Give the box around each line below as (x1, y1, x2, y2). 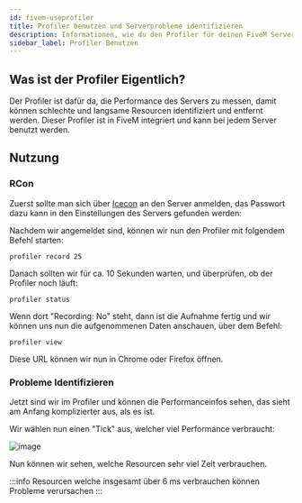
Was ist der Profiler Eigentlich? (9, 71, 186, 87)
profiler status (9, 295, 70, 304)
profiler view (9, 337, 63, 347)
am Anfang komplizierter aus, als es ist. (9, 407, 155, 417)
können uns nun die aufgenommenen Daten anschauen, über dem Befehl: (9, 320, 283, 331)
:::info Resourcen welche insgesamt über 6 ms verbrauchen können (9, 476, 261, 487)
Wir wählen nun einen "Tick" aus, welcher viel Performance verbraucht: (9, 424, 276, 434)
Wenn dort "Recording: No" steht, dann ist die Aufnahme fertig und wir (9, 310, 271, 321)
